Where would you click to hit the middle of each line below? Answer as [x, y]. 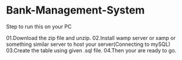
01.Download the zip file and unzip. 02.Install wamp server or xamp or [91, 38]
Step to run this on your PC [39, 26]
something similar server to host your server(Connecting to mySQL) [88, 44]
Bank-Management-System [75, 10]
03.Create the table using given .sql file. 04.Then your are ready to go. [91, 50]
